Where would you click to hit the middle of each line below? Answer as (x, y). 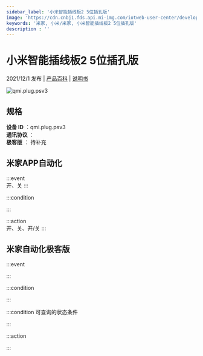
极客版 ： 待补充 (26, 142)
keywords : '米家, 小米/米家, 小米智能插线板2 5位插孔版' (72, 23)
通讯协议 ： (20, 135)
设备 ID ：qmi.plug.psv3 (36, 127)
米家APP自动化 (34, 163)
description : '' (28, 29)
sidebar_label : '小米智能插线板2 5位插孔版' (58, 12)
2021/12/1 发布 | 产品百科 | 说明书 (47, 79)
